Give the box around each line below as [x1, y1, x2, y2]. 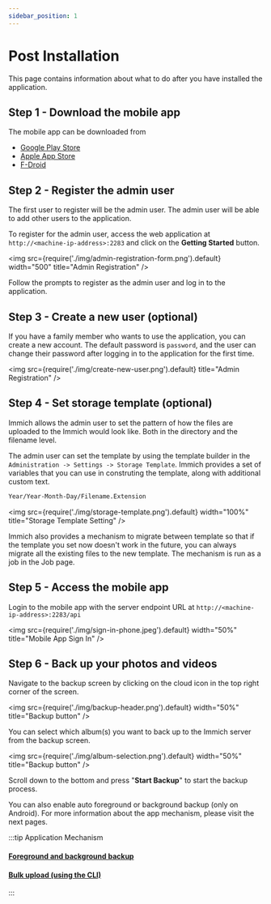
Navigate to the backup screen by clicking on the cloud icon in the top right [8, 678, 260, 689]
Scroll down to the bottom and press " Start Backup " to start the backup [8, 775, 248, 786]
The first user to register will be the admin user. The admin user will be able [8, 205, 260, 215]
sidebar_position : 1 [8, 11, 78, 20]
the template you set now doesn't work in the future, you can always [8, 539, 237, 549]
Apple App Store [19, 151, 75, 161]
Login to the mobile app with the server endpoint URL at [8, 602, 195, 612]
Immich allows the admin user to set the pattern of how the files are [8, 418, 233, 428]
